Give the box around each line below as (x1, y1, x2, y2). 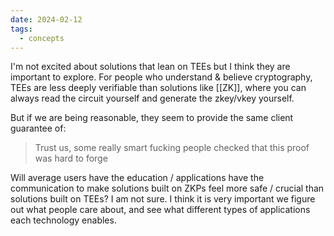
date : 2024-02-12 (10, 14, 83, 25)
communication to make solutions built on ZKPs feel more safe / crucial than (10, 182, 325, 195)
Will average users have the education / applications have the (10, 172, 265, 184)
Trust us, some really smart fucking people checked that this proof (34, 142, 310, 154)
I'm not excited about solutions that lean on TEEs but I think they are (10, 61, 291, 73)
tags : (10, 24, 33, 34)
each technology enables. (10, 214, 117, 226)
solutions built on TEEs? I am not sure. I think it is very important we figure (10, 193, 316, 205)
